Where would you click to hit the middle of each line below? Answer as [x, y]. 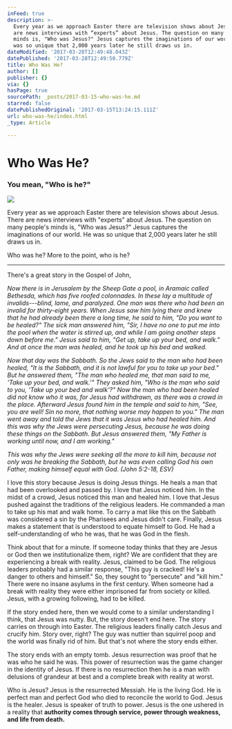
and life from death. [36, 719]
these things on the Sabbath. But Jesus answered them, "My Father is [107, 434]
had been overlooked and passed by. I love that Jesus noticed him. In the [111, 489]
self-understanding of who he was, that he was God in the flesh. [98, 534]
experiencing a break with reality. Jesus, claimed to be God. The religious [112, 562]
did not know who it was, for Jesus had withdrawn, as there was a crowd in [115, 397]
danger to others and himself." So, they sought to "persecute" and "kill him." [115, 576]
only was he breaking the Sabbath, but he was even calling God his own [110, 461]
